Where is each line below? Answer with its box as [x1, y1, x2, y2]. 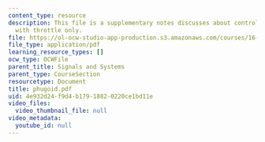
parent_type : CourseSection [8, 70, 101, 78]
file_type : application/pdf [8, 41, 101, 49]
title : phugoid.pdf [8, 84, 73, 93]
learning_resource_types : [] [8, 48, 104, 56]
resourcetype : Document [8, 77, 87, 85]
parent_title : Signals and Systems [8, 63, 125, 71]
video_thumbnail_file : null [15, 107, 108, 115]
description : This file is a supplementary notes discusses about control [8, 19, 259, 27]
